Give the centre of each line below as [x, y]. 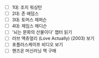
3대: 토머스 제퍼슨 [29, 20]
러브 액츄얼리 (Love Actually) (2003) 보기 [53, 38]
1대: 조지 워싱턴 [27, 7]
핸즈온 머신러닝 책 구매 [34, 51]
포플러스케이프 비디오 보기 [37, 45]
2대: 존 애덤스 [25, 13]
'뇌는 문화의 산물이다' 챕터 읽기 [42, 32]
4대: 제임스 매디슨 [29, 26]
